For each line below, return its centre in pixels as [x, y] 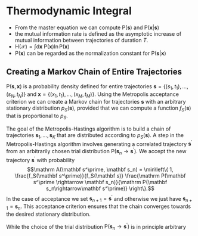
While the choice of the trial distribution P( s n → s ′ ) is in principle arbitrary [96, 227]
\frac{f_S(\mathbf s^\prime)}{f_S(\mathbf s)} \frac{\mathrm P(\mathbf [100, 176]
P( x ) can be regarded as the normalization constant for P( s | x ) [90, 53]
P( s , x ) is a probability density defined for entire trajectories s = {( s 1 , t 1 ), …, [97, 87]
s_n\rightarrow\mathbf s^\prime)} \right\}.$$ [100, 188]
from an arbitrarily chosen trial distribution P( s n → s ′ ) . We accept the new [96, 151]
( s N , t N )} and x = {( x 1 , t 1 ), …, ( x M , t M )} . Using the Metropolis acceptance [92, 95]
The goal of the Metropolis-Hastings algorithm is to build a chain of [89, 129]
